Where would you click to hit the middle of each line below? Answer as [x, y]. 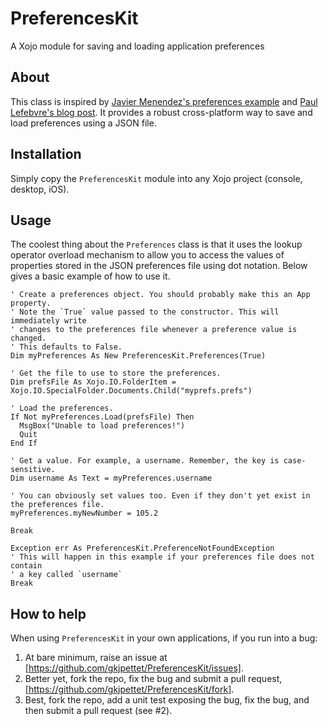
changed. [28, 338]
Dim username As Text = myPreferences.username [111, 478]
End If [24, 443]
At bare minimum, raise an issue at [96, 658]
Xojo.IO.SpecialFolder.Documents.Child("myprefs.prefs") [131, 391]
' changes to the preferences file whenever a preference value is [154, 330]
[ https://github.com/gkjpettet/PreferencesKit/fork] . [129, 689]
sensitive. [33, 470]
